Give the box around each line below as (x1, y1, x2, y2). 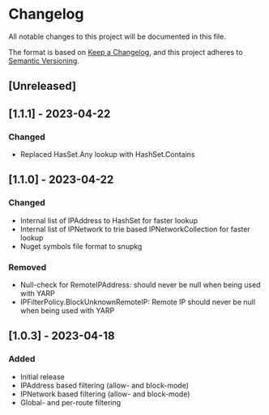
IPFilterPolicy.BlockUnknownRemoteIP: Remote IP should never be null (19, 297, 256, 307)
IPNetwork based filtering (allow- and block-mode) (19, 389, 190, 399)
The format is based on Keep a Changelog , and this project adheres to (8, 47, 243, 57)
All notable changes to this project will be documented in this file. (8, 32, 227, 41)
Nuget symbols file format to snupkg (19, 241, 143, 251)
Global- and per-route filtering (19, 397, 122, 407)
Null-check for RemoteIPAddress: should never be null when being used (19, 280, 261, 290)
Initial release (19, 371, 65, 381)
